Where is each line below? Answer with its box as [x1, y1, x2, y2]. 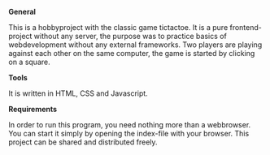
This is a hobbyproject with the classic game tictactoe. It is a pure [8, 23, 229, 32]
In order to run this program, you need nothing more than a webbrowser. [8, 120, 251, 129]
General [8, 7, 37, 16]
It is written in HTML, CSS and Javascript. [8, 88, 148, 98]
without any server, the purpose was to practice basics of [33, 32, 228, 41]
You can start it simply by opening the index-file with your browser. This [8, 129, 250, 138]
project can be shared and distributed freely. [8, 137, 158, 147]
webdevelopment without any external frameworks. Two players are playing [8, 40, 263, 50]
